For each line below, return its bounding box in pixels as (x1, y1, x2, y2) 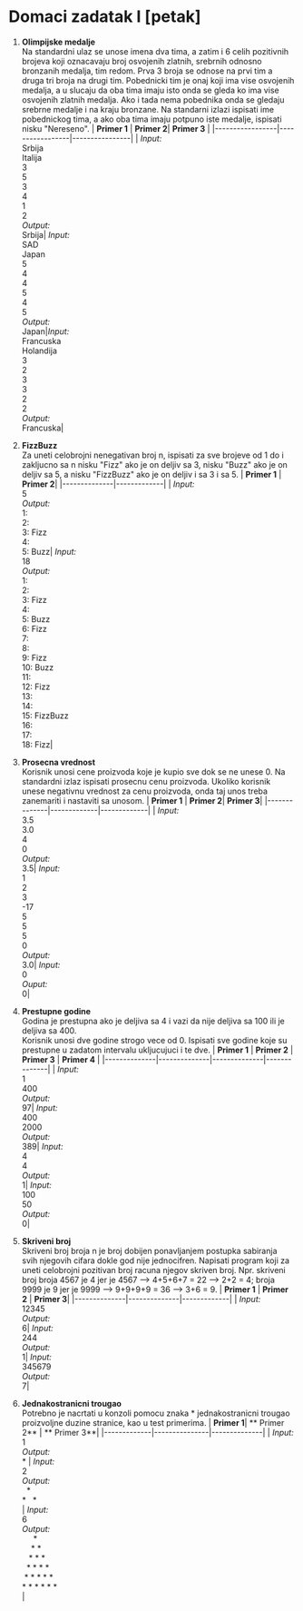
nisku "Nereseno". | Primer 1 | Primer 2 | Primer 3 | (21, 123, 210, 133)
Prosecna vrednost (21, 756, 96, 767)
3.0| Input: (21, 959, 61, 970)
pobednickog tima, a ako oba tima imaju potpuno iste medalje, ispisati (21, 114, 282, 124)
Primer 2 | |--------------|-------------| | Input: (21, 479, 195, 489)
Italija (21, 152, 43, 163)
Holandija (21, 345, 58, 356)
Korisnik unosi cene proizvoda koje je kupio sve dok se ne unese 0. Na (21, 766, 286, 777)
